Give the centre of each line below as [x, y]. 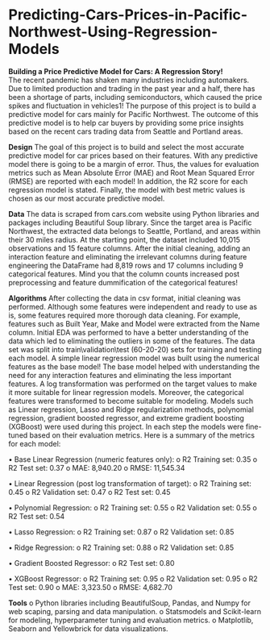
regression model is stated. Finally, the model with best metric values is [127, 189]
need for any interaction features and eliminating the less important [120, 375]
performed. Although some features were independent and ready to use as [133, 306]
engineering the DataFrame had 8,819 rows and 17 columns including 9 [126, 265]
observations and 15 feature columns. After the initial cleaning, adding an [129, 248]
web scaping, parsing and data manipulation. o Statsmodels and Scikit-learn [135, 611]
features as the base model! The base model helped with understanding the [134, 366]
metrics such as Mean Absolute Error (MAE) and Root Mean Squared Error [132, 172]
